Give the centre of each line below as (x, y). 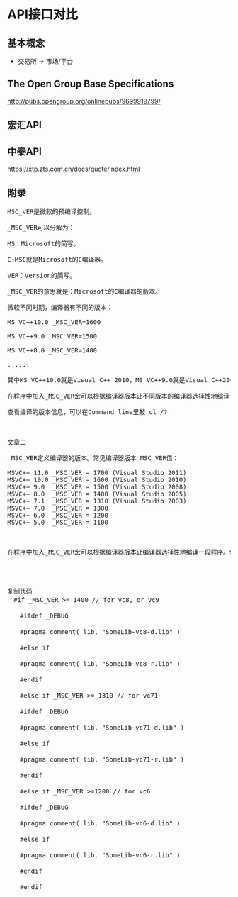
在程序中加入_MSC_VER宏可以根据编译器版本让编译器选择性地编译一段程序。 (119, 552)
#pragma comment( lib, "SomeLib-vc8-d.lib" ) (100, 631)
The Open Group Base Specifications (91, 84)
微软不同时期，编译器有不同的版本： (60, 307)
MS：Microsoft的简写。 (44, 243)
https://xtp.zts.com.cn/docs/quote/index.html (74, 169)
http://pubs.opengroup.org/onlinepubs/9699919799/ (84, 101)
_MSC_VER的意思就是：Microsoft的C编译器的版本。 (84, 291)
